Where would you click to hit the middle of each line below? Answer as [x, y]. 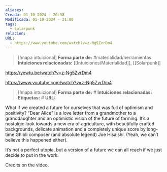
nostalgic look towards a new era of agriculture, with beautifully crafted [80, 124]
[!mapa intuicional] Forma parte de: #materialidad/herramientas [84, 57]
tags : [11, 24]
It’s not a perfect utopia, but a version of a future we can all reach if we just [84, 150]
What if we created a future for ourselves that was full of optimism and [79, 108]
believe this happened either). [37, 140]
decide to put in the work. [32, 155]
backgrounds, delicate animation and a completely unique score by [75, 129]
